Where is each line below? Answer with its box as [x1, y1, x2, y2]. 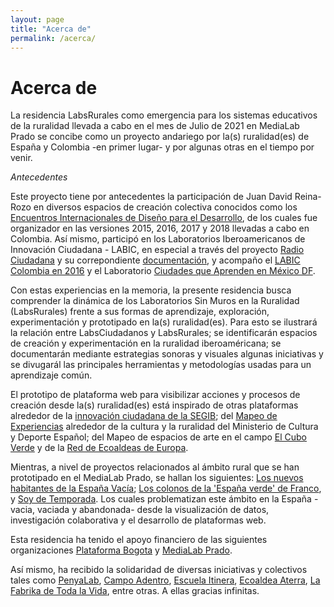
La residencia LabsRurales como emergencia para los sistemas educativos [10, 109, 318, 121]
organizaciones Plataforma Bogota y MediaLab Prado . [10, 544, 233, 556]
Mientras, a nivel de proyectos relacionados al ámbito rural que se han [10, 461, 300, 473]
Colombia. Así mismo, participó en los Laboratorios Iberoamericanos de [10, 233, 306, 245]
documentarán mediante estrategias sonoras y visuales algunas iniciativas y [10, 348, 324, 360]
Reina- [294, 191, 322, 203]
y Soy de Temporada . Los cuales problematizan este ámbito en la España [10, 493, 312, 505]
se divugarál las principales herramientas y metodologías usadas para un [10, 359, 312, 371]
